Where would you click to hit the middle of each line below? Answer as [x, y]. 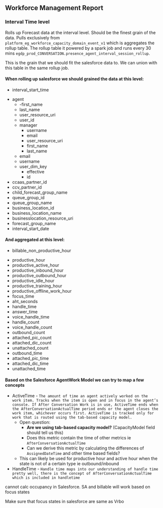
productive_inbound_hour [38, 270]
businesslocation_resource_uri [43, 218]
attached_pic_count [32, 338]
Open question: [35, 422]
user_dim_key [33, 166]
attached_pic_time [30, 358]
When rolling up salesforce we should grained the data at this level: [74, 79]
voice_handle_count [32, 327]
